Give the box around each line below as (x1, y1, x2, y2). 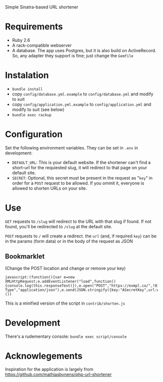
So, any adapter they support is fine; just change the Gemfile (12, 53, 133, 58)
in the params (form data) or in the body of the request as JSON (5, 238, 133, 244)
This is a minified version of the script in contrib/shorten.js (5, 300, 125, 306)
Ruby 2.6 (12, 37, 31, 43)
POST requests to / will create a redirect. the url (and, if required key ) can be (5, 233, 157, 239)
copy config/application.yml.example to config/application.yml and (12, 101, 151, 107)
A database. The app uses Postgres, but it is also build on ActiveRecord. (12, 47, 157, 53)
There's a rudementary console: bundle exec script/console (5, 333, 127, 339)
